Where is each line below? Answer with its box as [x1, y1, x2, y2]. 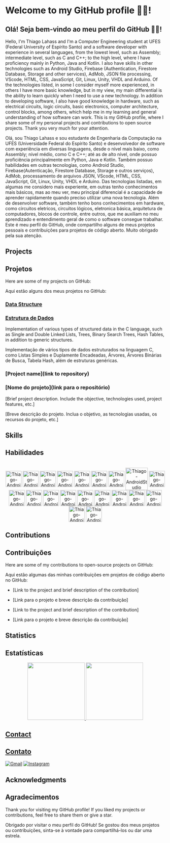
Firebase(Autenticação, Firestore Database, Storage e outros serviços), [5, 168, 154, 173]
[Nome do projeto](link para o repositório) [5, 384, 110, 391]
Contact [5, 730, 31, 738]
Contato [5, 747, 31, 756]
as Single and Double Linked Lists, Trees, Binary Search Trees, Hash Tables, [5, 331, 165, 338]
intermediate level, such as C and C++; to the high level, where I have [5, 55, 151, 61]
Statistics [5, 631, 37, 640]
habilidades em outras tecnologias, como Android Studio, [5, 162, 125, 168]
